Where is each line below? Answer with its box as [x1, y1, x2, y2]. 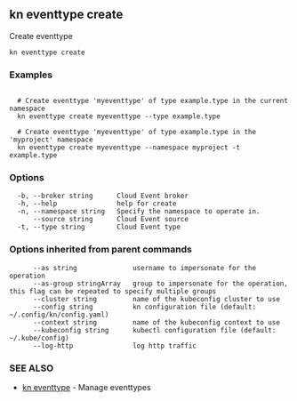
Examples [9, 68, 53, 81]
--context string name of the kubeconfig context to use [32, 317, 280, 327]
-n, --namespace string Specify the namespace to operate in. [17, 207, 261, 216]
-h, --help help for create [17, 199, 177, 208]
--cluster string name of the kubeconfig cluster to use [32, 294, 280, 303]
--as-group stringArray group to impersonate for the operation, [32, 279, 289, 288]
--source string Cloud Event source [32, 215, 189, 224]
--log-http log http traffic [32, 341, 197, 350]
